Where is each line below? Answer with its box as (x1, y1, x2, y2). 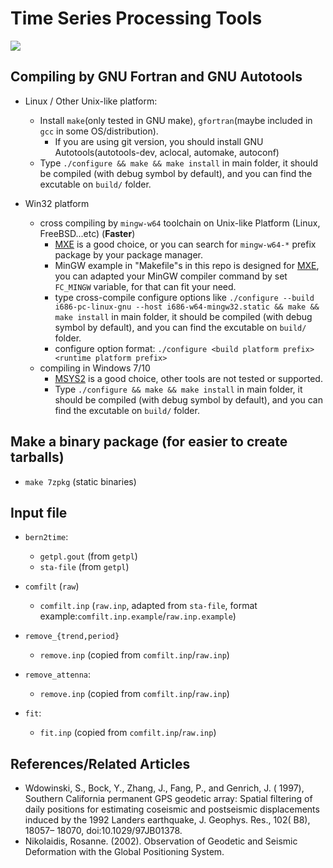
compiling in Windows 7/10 (39, 362, 151, 374)
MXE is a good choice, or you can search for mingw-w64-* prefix (54, 238, 317, 250)
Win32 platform (24, 197, 90, 209)
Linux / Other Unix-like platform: (24, 95, 158, 107)
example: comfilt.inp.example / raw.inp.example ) (39, 610, 237, 622)
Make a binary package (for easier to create (10, 433, 288, 451)
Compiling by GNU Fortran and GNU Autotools (10, 68, 303, 86)
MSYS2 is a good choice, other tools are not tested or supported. (54, 372, 323, 384)
